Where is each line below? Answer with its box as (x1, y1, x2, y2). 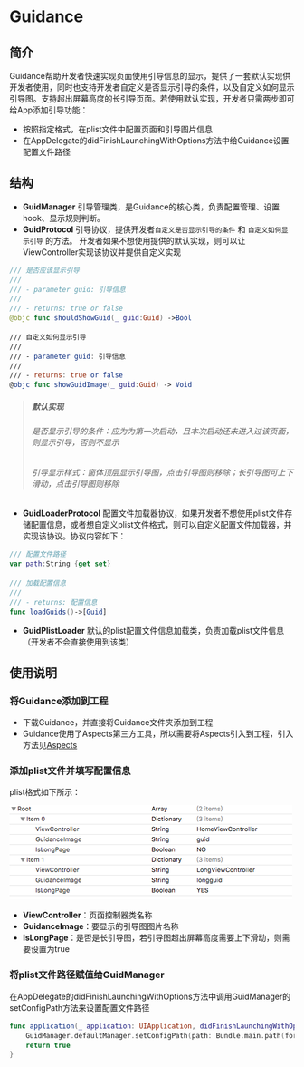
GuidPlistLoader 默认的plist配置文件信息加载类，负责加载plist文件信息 (22, 625, 285, 635)
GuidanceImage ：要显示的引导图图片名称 (22, 921, 179, 932)
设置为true (30, 944, 71, 955)
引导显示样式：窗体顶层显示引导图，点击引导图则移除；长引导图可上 (31, 467, 286, 478)
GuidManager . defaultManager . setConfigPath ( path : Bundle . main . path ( (25, 1031, 285, 1040)
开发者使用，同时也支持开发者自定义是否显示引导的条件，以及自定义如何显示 (9, 82, 295, 92)
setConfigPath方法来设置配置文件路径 (9, 1002, 150, 1013)
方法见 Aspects (22, 740, 78, 751)
